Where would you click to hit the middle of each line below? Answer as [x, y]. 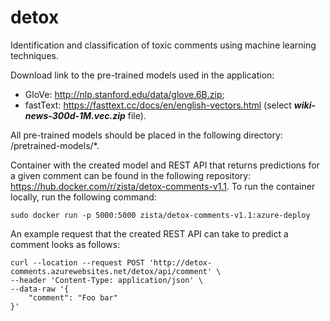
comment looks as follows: [65, 244]
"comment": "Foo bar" [73, 297]
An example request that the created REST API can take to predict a [149, 233]
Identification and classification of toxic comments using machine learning [163, 45]
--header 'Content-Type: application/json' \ [106, 280]
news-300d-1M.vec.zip [75, 115]
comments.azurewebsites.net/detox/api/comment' [111, 271]
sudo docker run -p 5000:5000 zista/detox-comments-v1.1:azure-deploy [160, 215]
